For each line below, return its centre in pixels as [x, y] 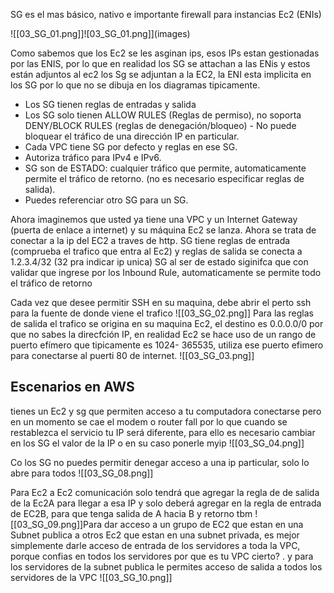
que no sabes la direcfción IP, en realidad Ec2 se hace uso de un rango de [163, 334]
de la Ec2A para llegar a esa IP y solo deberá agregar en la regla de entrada [166, 503]
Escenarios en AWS [72, 387]
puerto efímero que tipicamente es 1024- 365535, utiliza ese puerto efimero [167, 345]
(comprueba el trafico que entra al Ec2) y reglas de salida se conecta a [156, 251]
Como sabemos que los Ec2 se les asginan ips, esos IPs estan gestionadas [165, 53]
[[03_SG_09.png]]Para [56, 524]
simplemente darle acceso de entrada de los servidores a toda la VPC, [155, 545]
